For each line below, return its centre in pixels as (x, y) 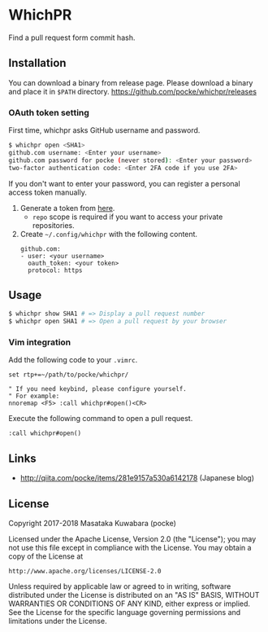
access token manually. (48, 192)
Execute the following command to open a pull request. (101, 419)
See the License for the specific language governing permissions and (125, 612)
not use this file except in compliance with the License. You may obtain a (130, 548)
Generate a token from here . (67, 208)
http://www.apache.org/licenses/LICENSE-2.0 (85, 572)
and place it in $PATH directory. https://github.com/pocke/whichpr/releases (133, 91)
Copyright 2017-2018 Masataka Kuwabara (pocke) (93, 524)
